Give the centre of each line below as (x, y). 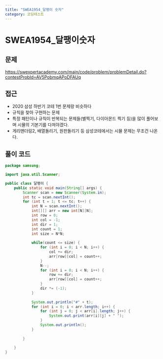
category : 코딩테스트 (25, 14)
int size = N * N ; (48, 234)
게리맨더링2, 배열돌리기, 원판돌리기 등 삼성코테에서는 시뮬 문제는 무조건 (80, 131)
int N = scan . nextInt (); (57, 206)
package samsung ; (23, 166)
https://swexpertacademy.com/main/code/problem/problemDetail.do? (76, 72)
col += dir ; (61, 252)
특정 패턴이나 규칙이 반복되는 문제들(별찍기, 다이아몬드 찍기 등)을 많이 (79, 119)
